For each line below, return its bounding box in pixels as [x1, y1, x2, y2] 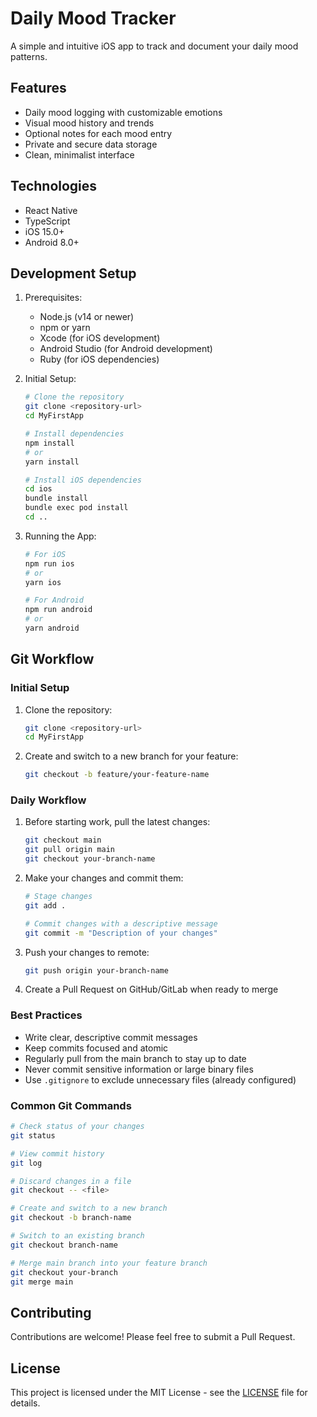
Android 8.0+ [24, 236, 80, 248]
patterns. [10, 50, 48, 62]
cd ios [24, 484, 53, 494]
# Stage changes [24, 892, 93, 902]
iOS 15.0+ [24, 225, 65, 237]
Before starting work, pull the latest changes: [24, 816, 211, 828]
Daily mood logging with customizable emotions [24, 106, 223, 118]
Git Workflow [10, 651, 95, 668]
